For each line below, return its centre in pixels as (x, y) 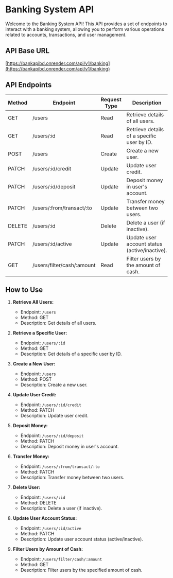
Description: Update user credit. (55, 416)
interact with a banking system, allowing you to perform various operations (85, 29)
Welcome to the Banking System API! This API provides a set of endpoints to (86, 24)
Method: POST (36, 379)
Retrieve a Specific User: (40, 333)
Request (111, 99)
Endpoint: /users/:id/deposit (52, 435)
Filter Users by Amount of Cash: (48, 549)
